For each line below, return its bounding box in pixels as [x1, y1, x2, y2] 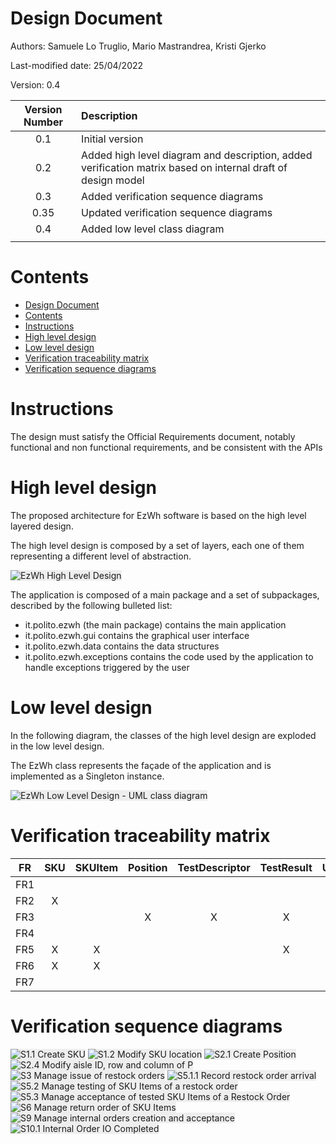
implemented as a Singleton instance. [10, 770, 165, 782]
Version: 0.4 [10, 78, 61, 91]
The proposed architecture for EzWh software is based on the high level [10, 509, 307, 521]
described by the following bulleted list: [10, 599, 173, 611]
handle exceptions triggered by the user [24, 661, 190, 673]
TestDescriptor [177, 860, 251, 874]
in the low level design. [10, 740, 105, 752]
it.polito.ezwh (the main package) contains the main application [24, 618, 287, 631]
